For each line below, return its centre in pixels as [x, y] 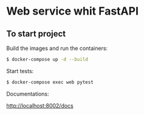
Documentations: [28, 94]
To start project [36, 34]
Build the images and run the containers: [57, 48]
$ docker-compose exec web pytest [50, 82]
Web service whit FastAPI [72, 11]
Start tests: [20, 71]
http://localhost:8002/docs [40, 105]
